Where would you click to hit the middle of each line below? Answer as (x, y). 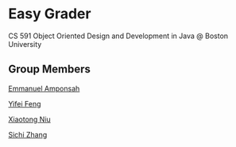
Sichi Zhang (28, 134)
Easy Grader (50, 14)
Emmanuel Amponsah (44, 88)
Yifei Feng (25, 103)
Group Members (50, 70)
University (25, 44)
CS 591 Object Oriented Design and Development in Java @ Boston (118, 36)
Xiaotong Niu (30, 119)
